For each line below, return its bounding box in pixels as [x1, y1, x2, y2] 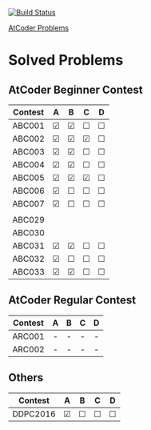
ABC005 [12, 172, 46, 183]
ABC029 [12, 215, 46, 225]
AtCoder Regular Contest [8, 293, 137, 307]
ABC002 [12, 133, 46, 144]
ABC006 [12, 185, 46, 196]
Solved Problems [8, 51, 124, 70]
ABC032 [12, 253, 46, 264]
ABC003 [12, 147, 46, 157]
